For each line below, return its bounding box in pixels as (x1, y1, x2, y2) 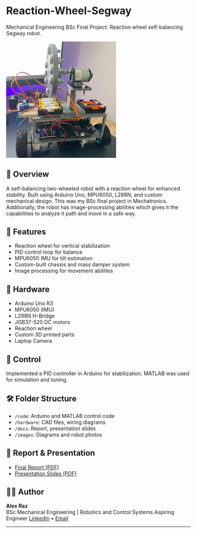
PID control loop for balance (14, 248, 83, 256)
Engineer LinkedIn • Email (6, 515, 69, 522)
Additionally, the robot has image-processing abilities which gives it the (6, 204, 179, 211)
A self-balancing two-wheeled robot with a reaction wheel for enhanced (6, 185, 181, 192)
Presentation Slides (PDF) (14, 470, 77, 477)
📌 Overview (6, 169, 49, 180)
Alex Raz (6, 502, 28, 510)
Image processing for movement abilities (14, 267, 113, 274)
